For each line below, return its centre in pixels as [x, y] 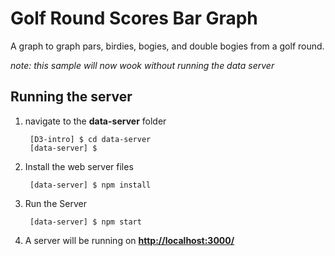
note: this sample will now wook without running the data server [142, 65]
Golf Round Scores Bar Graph [134, 18]
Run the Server [55, 203]
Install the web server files [79, 166]
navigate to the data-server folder [95, 121]
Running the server [71, 97]
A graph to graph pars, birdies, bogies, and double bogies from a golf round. [167, 46]
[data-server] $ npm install [90, 185]
